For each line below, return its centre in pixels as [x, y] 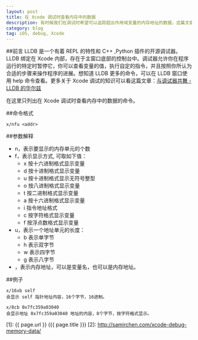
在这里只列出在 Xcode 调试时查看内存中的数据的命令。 [72, 101]
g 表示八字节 [39, 260]
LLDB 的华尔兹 [24, 88]
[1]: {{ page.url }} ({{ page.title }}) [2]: [51, 325]
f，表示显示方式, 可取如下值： [51, 156]
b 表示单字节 [39, 238]
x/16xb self [21, 291]
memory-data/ [24, 331]
